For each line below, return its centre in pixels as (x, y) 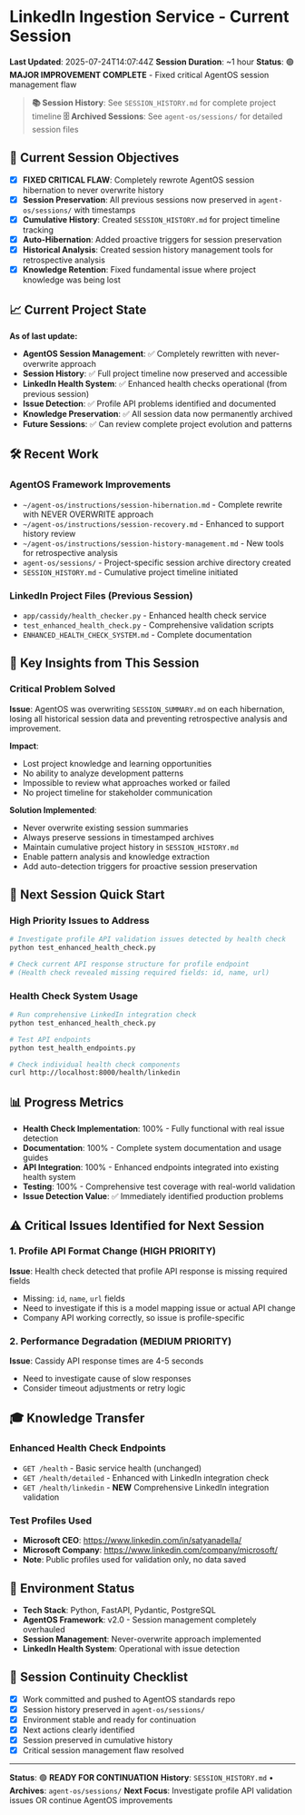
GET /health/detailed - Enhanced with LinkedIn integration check (146, 1477)
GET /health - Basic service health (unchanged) (112, 1468)
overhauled (44, 1629)
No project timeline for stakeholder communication (118, 792)
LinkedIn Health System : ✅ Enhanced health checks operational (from (155, 383)
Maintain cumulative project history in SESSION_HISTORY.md (130, 847)
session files (55, 129)
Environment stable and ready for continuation (109, 1720)
